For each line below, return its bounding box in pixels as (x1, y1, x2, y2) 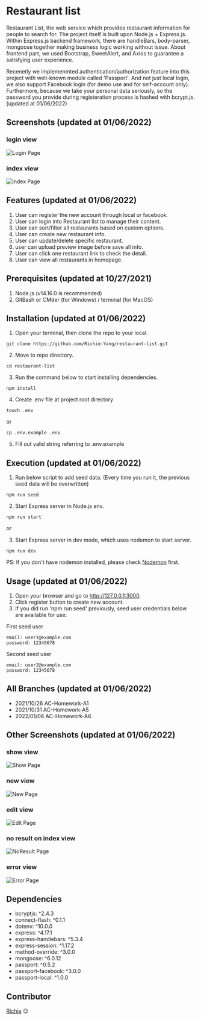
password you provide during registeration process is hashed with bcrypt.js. (6, 93, 196, 101)
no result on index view (6, 834, 76, 842)
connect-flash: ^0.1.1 (14, 916, 65, 924)
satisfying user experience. (6, 56, 74, 63)
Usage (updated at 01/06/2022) (6, 576, 128, 586)
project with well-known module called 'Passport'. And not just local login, (6, 74, 190, 81)
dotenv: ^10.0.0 (14, 923, 53, 930)
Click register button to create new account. (14, 598, 125, 605)
